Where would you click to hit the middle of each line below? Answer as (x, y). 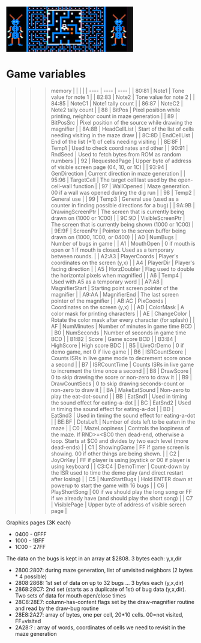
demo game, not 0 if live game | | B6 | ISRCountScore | (118, 352)
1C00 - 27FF (30, 547)
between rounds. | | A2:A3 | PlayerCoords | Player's (115, 256)
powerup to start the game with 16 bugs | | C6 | (109, 485)
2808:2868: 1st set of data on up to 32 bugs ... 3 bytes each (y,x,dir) (99, 582)
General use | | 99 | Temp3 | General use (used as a (115, 199)
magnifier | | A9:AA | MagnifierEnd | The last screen (115, 294)
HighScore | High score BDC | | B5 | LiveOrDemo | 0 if (117, 345)
